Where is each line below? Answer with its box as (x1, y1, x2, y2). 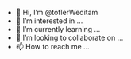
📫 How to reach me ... (15, 42, 90, 51)
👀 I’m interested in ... (15, 16, 83, 26)
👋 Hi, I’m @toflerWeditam (15, 8, 98, 17)
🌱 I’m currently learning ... (15, 25, 101, 33)
